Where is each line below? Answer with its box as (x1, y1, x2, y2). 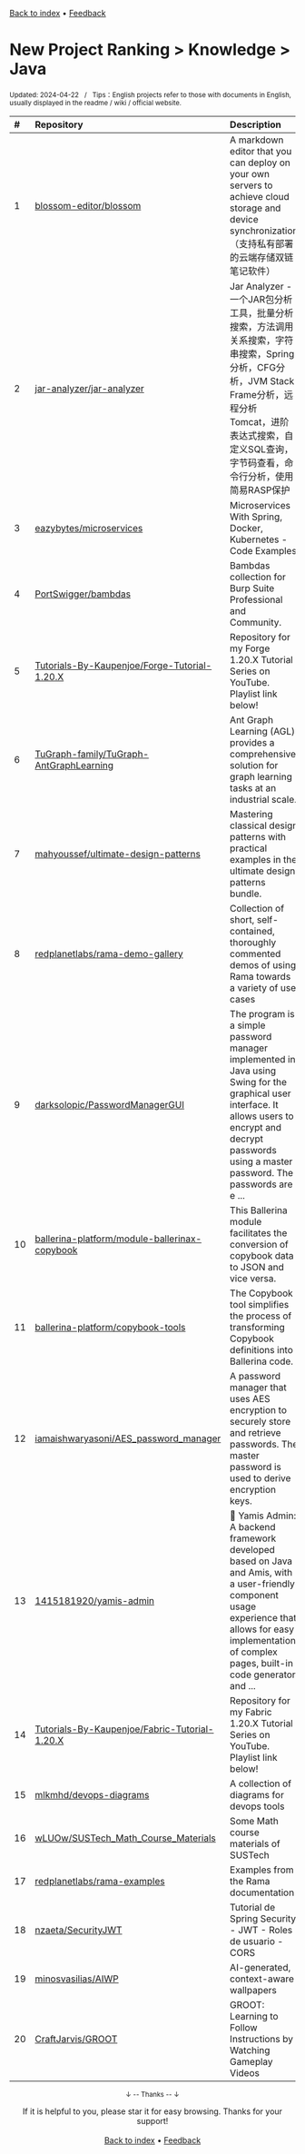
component (230, 1588, 279, 1601)
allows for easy (230, 1623, 295, 1635)
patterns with (230, 830, 287, 843)
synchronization (230, 224, 299, 237)
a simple (230, 1019, 266, 1032)
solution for (230, 758, 279, 771)
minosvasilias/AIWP (34, 1972, 120, 1985)
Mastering (230, 807, 273, 820)
